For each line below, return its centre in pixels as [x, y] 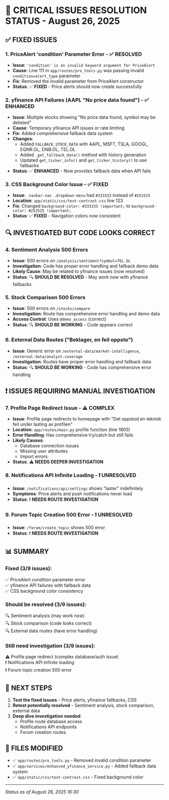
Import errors [34, 456]
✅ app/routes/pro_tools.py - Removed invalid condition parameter [82, 760]
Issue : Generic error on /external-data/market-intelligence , [76, 351]
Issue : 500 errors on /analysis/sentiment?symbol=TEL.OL [71, 261]
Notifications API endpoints [48, 727]
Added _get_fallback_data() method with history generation [83, 155]
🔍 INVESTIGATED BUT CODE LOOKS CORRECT [80, 233]
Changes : [23, 139]
